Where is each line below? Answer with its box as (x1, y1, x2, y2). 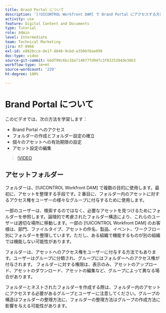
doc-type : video (5, 53, 39, 58)
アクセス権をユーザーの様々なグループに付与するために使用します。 (9, 197, 147, 203)
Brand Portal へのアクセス (12, 127, 65, 133)
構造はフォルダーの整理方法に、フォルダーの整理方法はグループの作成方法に (5, 296, 161, 302)
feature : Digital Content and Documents (5, 21, 90, 26)
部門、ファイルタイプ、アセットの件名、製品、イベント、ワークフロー (18, 226, 161, 232)
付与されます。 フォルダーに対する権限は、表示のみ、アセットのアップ (5, 261, 149, 267)
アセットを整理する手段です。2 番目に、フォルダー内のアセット (18, 191, 147, 197)
